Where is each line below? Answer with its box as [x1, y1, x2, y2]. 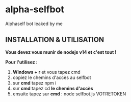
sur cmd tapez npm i [12, 79, 57, 86]
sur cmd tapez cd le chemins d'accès [12, 85, 93, 91]
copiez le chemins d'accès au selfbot [12, 74, 91, 80]
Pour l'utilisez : [5, 59, 38, 65]
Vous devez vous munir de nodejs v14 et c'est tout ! [5, 49, 117, 55]
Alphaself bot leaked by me [5, 21, 63, 27]
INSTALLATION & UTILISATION [5, 35, 104, 44]
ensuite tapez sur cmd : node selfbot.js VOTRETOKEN [12, 91, 126, 97]
